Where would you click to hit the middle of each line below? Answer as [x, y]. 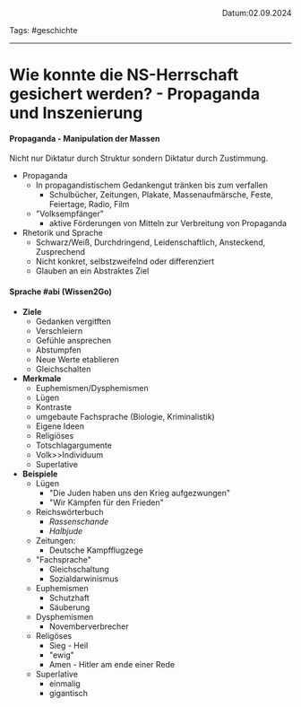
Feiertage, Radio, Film [89, 205]
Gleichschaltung [79, 569]
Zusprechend [60, 252]
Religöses [54, 635]
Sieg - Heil [69, 645]
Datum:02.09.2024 [257, 13]
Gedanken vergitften [73, 321]
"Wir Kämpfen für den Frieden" [106, 502]
